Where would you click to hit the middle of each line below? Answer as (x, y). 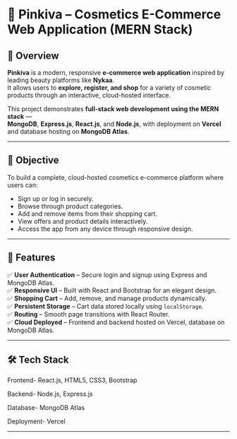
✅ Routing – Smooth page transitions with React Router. (89, 314)
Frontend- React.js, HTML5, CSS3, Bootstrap (72, 380)
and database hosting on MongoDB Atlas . (68, 131)
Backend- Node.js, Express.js (50, 394)
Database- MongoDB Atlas (46, 408)
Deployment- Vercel (36, 421)
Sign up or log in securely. (55, 198)
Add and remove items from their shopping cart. (87, 213)
